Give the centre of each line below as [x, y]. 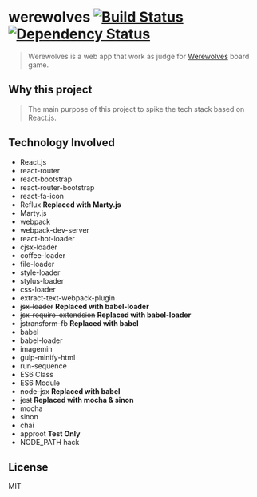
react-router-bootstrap [57, 187]
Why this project [50, 90]
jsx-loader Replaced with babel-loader [84, 306]
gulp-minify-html [47, 357]
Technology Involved [62, 143]
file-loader [37, 264]
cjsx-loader [39, 247]
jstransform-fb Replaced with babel [79, 323]
